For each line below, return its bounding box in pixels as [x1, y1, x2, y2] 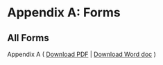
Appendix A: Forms [7, 5, 121, 21]
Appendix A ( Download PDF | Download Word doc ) [7, 50, 156, 58]
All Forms [7, 32, 50, 44]
